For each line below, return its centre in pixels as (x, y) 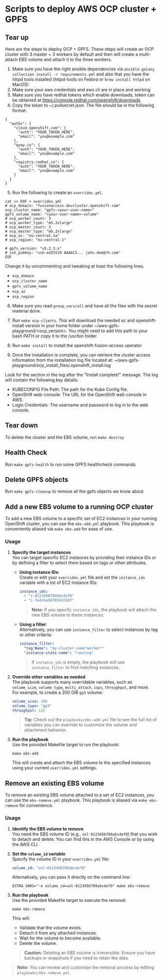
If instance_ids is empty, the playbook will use (78, 662)
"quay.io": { (27, 145)
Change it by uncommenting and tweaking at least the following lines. (75, 266)
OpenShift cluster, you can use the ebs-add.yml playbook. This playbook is (80, 524)
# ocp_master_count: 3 (28, 227)
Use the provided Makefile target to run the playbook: (66, 745)
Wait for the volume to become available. (60, 938)
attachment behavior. (45, 730)
